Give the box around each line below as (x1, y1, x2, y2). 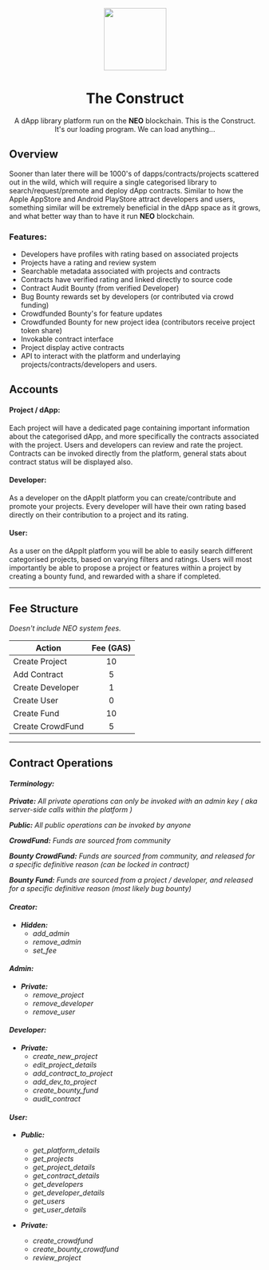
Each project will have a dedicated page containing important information (9, 423, 251, 432)
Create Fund (13, 707, 60, 719)
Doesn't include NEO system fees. (9, 623, 122, 633)
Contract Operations (9, 756, 114, 770)
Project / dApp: (9, 405, 61, 415)
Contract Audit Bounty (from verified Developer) (20, 284, 180, 293)
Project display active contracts (20, 343, 125, 352)
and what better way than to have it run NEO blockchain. (9, 211, 195, 221)
